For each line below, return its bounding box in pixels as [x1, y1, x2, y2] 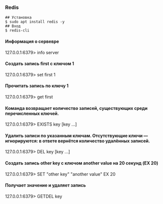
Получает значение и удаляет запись [5, 182, 86, 188]
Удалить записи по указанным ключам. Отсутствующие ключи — [5, 133, 148, 138]
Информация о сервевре [5, 38, 59, 44]
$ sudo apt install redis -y [5, 19, 65, 25]
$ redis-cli [5, 28, 29, 33]
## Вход [5, 24, 21, 29]
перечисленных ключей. [5, 110, 59, 116]
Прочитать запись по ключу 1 [5, 83, 69, 89]
